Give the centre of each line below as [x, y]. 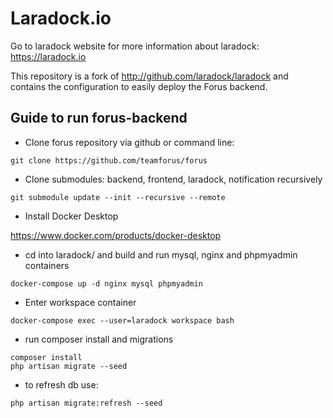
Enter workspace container [80, 302]
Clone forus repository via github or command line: [129, 142]
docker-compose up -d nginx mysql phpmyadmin [106, 283]
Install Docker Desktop [71, 216]
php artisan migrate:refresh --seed [86, 403]
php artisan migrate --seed [69, 366]
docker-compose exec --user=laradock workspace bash [122, 320]
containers [47, 265]
